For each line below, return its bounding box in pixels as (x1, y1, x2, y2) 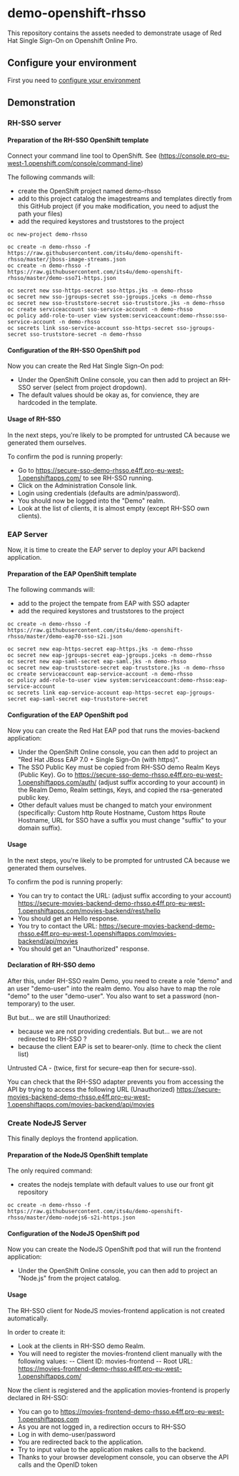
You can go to (17, 1407, 59, 1415)
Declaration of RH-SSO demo (7, 960, 96, 969)
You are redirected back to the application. (17, 1437, 143, 1446)
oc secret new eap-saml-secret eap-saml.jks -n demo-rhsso (7, 658, 187, 666)
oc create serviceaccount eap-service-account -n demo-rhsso (7, 671, 193, 678)
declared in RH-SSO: (7, 1393, 68, 1402)
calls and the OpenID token (17, 1460, 98, 1469)
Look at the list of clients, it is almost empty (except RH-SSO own (17, 503, 210, 512)
